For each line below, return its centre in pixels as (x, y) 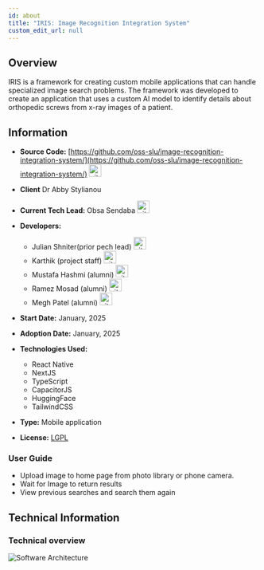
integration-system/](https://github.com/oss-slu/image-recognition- (131, 160)
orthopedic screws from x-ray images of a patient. (91, 108)
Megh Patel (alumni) (64, 303)
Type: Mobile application (60, 422)
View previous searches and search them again (97, 493)
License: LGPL (44, 438)
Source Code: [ (45, 151)
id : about (25, 16)
